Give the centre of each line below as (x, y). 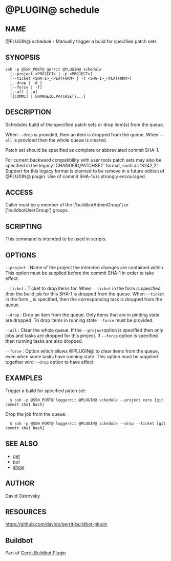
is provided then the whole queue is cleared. (60, 140)
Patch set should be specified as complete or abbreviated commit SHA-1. (82, 150)
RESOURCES (26, 512)
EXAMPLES (24, 378)
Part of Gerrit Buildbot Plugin (36, 553)
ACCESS (19, 193)
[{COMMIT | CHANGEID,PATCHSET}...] (48, 96)
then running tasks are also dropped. (44, 341)
